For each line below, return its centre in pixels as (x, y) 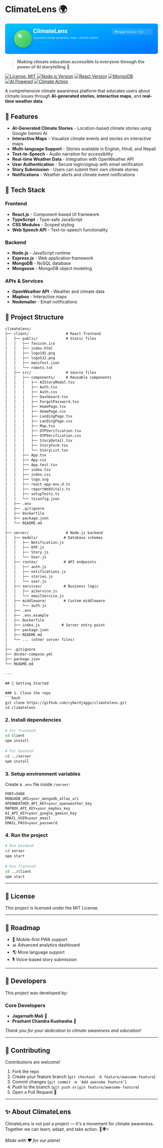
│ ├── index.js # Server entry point (55, 625)
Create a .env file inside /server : (38, 784)
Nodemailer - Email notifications (45, 302)
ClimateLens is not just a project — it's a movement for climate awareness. (80, 1123)
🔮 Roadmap (23, 928)
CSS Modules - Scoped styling (43, 224)
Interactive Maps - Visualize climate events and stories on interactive (81, 138)
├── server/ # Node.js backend (54, 533)
